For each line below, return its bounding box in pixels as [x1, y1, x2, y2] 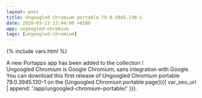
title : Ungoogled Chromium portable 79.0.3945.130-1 [6, 14, 143, 20]
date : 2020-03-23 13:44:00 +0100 [6, 20, 91, 26]
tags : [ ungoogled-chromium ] [6, 31, 78, 37]
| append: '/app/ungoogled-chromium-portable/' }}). [6, 85, 138, 92]
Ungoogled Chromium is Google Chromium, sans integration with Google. [6, 66, 190, 73]
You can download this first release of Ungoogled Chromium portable [6, 72, 180, 79]
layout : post [6, 8, 39, 15]
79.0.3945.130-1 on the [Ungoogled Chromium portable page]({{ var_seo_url [6, 79, 197, 86]
